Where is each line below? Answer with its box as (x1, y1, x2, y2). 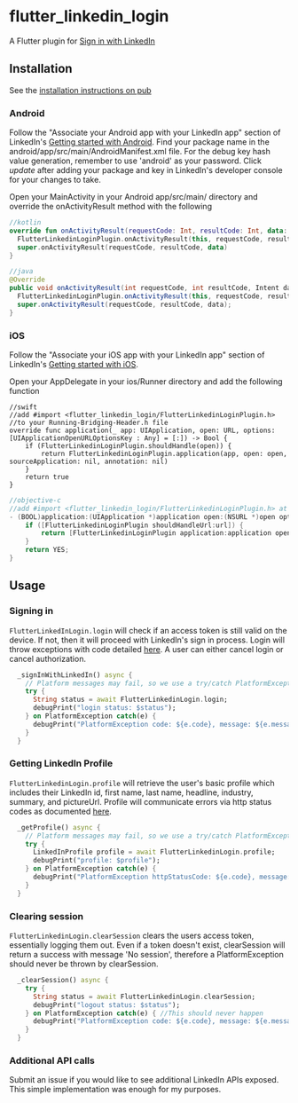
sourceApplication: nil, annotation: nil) (9, 457, 169, 466)
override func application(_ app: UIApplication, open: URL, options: (9, 426, 276, 435)
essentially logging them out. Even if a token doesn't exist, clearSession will (9, 940, 286, 950)
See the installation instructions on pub (9, 84, 153, 95)
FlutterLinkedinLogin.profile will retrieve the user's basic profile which (9, 777, 275, 788)
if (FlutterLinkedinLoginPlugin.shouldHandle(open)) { (25, 441, 232, 450)
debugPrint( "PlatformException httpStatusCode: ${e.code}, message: (32, 872, 292, 882)
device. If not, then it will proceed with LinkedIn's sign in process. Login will (9, 634, 286, 645)
